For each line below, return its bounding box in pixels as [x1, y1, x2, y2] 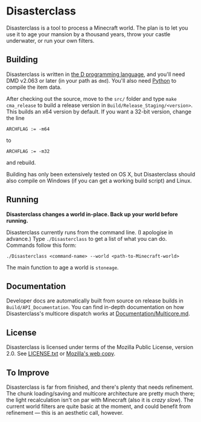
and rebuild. [6, 159, 36, 166]
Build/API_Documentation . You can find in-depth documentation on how [6, 304, 184, 311]
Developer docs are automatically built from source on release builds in [6, 297, 183, 304]
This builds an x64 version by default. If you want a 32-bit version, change [6, 107, 192, 115]
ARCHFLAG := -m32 [6, 148, 50, 155]
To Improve [6, 367, 49, 378]
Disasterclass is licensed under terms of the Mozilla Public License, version [6, 344, 194, 351]
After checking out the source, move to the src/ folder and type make [6, 95, 177, 102]
